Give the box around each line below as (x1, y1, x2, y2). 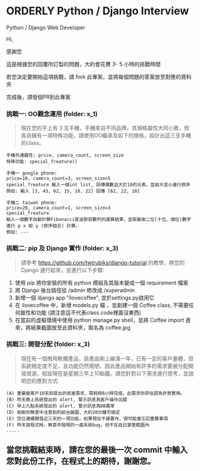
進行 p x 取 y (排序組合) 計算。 (6, 223, 81, 229)
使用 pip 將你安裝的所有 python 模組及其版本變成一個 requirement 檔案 (14, 279, 189, 286)
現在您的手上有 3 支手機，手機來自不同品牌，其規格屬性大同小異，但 (20, 124, 190, 132)
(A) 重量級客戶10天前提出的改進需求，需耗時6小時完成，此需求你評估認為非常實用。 (6, 390, 185, 396)
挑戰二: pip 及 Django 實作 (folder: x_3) (6, 244, 119, 253)
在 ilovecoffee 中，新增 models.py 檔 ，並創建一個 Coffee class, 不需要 (14, 301, 189, 309)
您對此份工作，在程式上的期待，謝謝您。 (6, 456, 155, 466)
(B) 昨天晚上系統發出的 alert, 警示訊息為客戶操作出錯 (6, 396, 127, 402)
